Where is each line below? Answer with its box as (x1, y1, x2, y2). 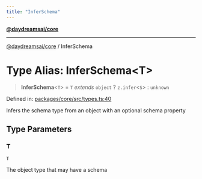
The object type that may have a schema (6, 166, 108, 174)
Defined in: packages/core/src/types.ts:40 (6, 95, 112, 102)
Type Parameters (6, 124, 72, 134)
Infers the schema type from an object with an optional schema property (6, 106, 186, 114)
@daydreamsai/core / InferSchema (6, 43, 93, 50)
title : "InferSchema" (6, 8, 61, 15)
